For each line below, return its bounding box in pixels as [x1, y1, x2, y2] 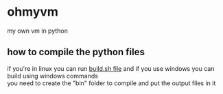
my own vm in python [7, 27, 69, 35]
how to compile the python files [7, 46, 145, 58]
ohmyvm [7, 4, 58, 20]
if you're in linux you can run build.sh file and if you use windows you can [7, 64, 215, 72]
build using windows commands [7, 72, 98, 80]
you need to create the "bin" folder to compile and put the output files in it [7, 79, 216, 87]
